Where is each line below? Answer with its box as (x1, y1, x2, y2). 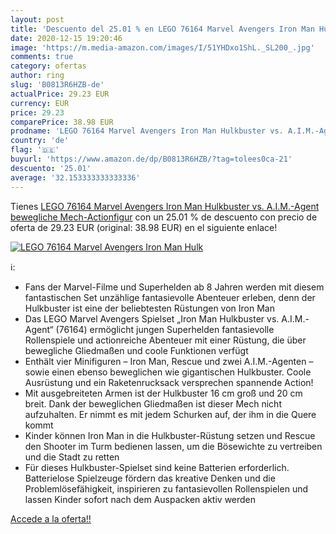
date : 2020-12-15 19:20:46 (10, 33, 123, 43)
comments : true (10, 52, 74, 62)
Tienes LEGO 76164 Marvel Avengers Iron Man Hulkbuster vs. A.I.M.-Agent (10, 200, 320, 212)
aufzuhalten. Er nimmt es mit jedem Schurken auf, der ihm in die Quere (24, 408, 317, 420)
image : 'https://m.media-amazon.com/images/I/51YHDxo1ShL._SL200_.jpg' (10, 42, 315, 53)
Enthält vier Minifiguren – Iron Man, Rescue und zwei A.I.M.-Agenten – (24, 355, 314, 367)
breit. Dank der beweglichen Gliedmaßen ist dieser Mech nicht (24, 397, 282, 410)
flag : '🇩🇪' (10, 145, 60, 155)
